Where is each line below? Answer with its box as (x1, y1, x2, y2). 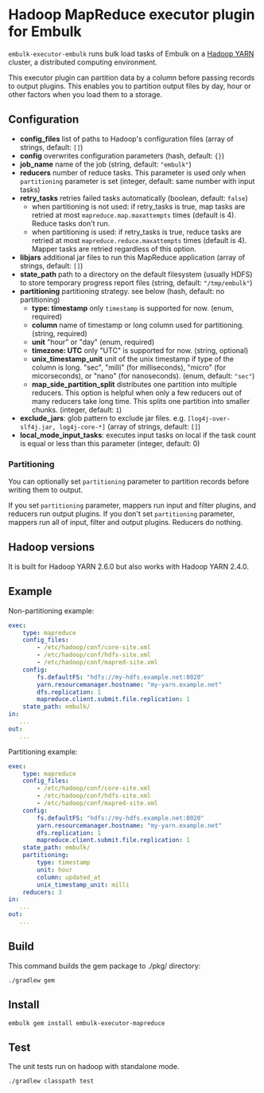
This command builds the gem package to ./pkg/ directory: (8, 961, 201, 970)
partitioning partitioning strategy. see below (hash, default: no (19, 286, 225, 296)
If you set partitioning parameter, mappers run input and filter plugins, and (8, 500, 257, 511)
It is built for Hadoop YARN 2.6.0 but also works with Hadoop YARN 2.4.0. (8, 562, 249, 571)
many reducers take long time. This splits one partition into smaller (31, 396, 250, 405)
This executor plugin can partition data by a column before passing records (8, 72, 255, 82)
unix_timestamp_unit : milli (37, 880, 130, 889)
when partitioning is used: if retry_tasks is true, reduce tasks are (31, 227, 242, 237)
